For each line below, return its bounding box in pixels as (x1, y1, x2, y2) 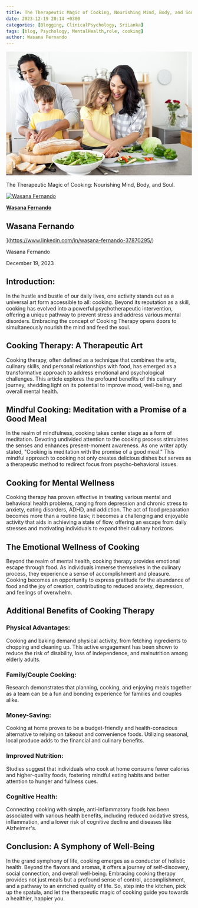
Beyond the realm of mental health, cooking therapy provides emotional (6, 557, 180, 564)
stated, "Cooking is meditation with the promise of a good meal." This (6, 448, 175, 455)
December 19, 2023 (6, 259, 54, 266)
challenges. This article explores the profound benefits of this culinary (6, 375, 177, 382)
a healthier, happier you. (6, 894, 65, 902)
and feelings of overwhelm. (6, 589, 72, 596)
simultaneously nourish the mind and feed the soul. (6, 323, 131, 331)
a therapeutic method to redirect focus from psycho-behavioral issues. (6, 461, 178, 468)
